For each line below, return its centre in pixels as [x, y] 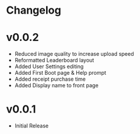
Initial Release [32, 126]
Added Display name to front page [56, 85]
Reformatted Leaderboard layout [54, 60]
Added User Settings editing [49, 66]
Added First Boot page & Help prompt [60, 73]
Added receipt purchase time [50, 79]
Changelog [34, 10]
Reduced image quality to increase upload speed [74, 54]
